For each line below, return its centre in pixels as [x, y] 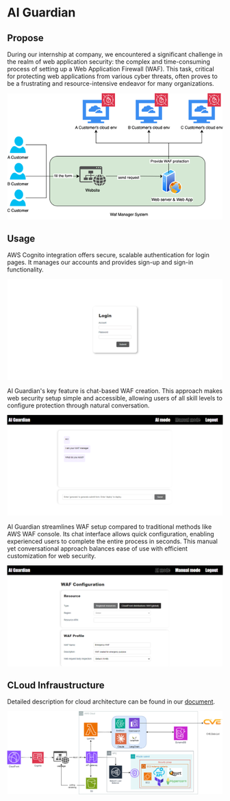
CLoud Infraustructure [56, 685]
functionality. [26, 270]
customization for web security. [52, 556]
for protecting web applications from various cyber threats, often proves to [112, 76]
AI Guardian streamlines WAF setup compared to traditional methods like [110, 527]
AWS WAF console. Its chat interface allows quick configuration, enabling [111, 534]
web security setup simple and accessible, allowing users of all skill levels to [115, 398]
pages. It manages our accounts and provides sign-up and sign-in [100, 263]
